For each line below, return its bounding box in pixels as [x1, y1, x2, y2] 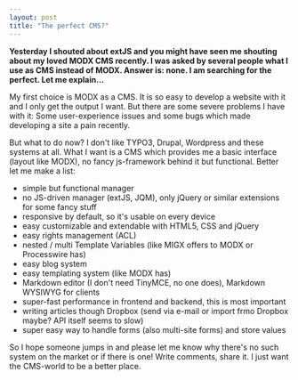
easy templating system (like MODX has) [21, 268, 172, 279]
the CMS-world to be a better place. [9, 360, 141, 371]
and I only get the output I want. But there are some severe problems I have [9, 101, 286, 111]
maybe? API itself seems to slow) [21, 315, 144, 326]
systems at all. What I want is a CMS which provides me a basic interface [9, 146, 278, 157]
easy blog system [21, 258, 87, 269]
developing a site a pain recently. [9, 119, 131, 130]
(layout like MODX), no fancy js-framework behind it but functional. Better [9, 156, 279, 166]
